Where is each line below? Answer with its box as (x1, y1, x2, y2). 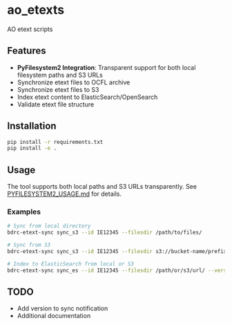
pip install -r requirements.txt (7, 138, 104, 145)
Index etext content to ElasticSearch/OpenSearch (17, 93, 158, 101)
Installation (7, 120, 57, 132)
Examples (7, 207, 41, 216)
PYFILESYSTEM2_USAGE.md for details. (7, 189, 122, 198)
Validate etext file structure (17, 100, 95, 109)
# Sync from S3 (7, 241, 51, 249)
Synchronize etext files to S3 (17, 85, 99, 93)
